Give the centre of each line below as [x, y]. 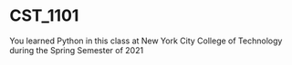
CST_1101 [44, 16]
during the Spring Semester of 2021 [77, 50]
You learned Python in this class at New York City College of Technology [146, 41]
